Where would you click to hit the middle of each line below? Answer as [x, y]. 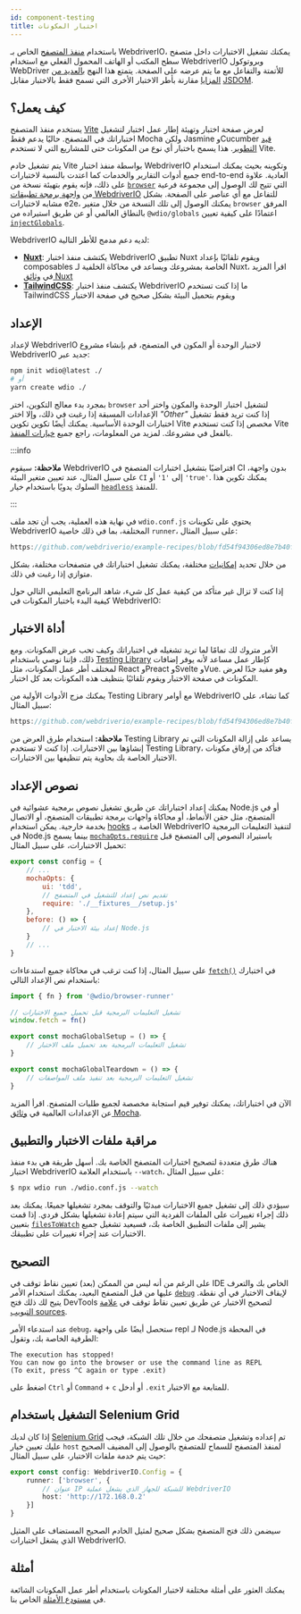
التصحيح [30, 1261]
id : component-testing [52, 17]
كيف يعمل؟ [38, 108]
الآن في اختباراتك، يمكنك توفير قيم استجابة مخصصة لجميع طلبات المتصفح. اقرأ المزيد [151, 1103]
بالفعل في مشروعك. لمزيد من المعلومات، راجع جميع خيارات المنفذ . [121, 433]
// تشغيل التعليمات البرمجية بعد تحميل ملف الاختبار [106, 1045]
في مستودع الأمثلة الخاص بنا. [58, 1599]
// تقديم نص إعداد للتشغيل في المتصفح [105, 895]
